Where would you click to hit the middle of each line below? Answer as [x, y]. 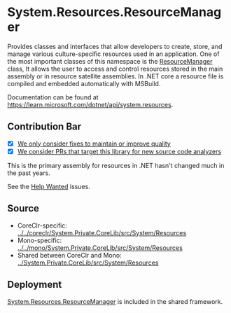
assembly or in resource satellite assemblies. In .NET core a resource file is [115, 76]
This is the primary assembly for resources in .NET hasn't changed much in [116, 165]
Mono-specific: [40, 240]
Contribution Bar [44, 127]
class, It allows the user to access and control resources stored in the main [115, 69]
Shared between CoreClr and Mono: [69, 255]
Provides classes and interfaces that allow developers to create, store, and [115, 46]
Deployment [35, 285]
